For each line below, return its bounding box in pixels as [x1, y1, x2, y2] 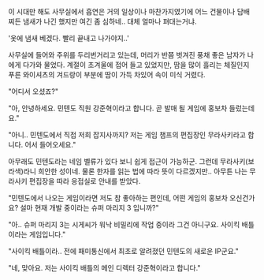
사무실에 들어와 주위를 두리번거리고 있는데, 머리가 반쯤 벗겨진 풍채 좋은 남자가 [8, 50, 246, 59]
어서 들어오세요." [24, 140, 76, 149]
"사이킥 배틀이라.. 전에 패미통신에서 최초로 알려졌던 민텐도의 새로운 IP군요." [8, 247, 239, 256]
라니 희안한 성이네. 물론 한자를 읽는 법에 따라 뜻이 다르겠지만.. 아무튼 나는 [23, 166, 248, 176]
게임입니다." [28, 230, 66, 239]
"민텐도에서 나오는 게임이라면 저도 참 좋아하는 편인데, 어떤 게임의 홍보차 [8, 193, 229, 203]
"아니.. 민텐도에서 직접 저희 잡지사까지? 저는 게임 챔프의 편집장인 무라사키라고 [8, 130, 247, 140]
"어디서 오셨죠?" [8, 87, 59, 96]
